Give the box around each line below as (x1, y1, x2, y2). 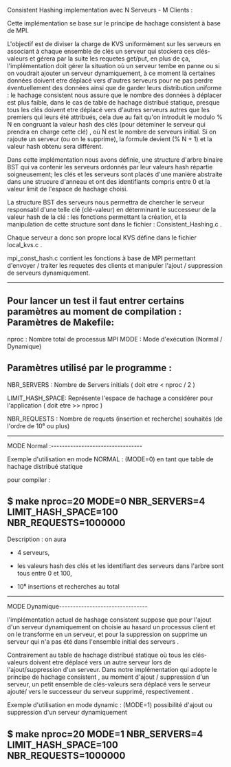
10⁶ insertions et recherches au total (16, 582, 120, 591)
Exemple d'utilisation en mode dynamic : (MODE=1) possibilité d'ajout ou (7, 701, 213, 709)
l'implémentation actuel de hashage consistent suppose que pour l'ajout (7, 616, 212, 624)
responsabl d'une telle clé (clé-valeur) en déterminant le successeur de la (7, 206, 217, 213)
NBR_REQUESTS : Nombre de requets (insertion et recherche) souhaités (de (7, 414, 223, 423)
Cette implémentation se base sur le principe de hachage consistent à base (7, 19, 221, 27)
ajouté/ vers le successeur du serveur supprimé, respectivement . (7, 688, 194, 696)
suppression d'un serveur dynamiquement (7, 708, 127, 717)
